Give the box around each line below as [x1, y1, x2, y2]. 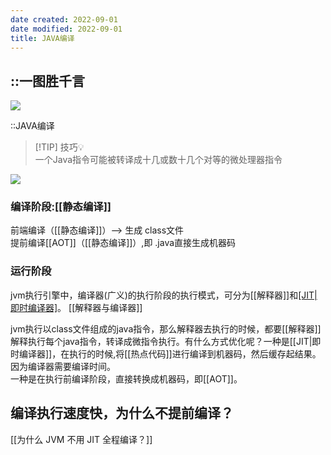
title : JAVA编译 [10, 33, 75, 43]
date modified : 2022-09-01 [10, 24, 123, 34]
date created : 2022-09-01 [10, 14, 118, 25]
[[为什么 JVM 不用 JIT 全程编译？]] [10, 433, 153, 445]
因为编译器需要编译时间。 [10, 360, 116, 372]
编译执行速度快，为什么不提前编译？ [10, 405, 234, 422]
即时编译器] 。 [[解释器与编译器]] [10, 301, 143, 313]
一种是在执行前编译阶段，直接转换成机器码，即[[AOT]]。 [10, 372, 243, 385]
